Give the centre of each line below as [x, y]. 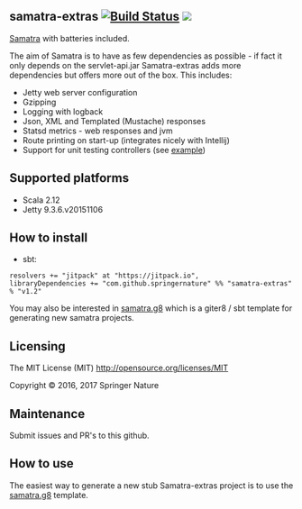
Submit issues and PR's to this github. [80, 436]
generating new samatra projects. [72, 318]
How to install [49, 238]
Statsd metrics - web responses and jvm [97, 131]
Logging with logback [63, 111]
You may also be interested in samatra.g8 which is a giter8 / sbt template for [151, 308]
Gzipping [39, 102]
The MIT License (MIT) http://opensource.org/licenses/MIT [119, 368]
